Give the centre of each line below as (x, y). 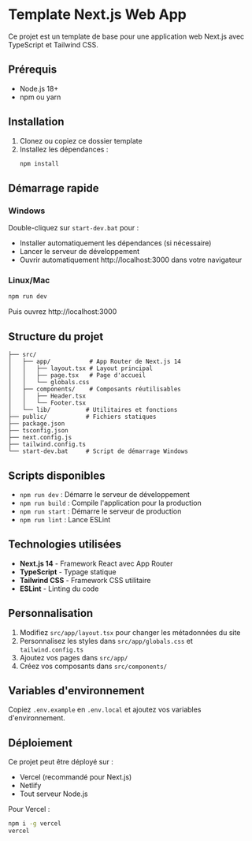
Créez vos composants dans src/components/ (93, 666)
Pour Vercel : (29, 809)
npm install (39, 163)
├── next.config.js (40, 438)
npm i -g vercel (35, 824)
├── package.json (37, 424)
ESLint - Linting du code (59, 589)
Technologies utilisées (65, 545)
